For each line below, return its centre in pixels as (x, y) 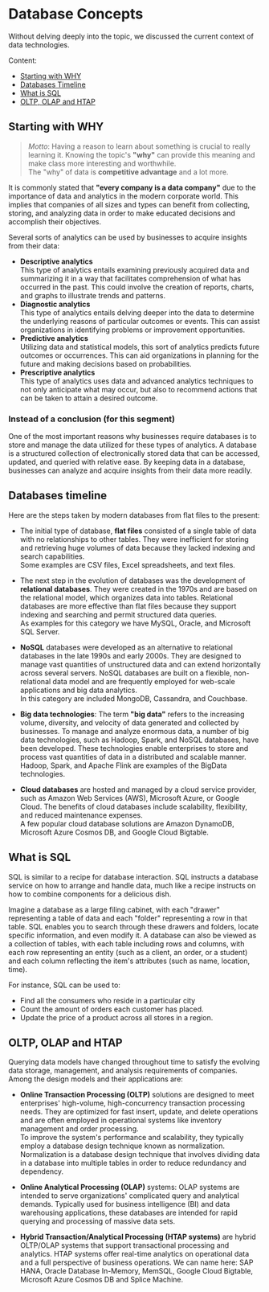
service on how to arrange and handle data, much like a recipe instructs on (132, 885)
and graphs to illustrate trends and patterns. (93, 295)
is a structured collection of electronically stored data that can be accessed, (134, 453)
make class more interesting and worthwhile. (102, 163)
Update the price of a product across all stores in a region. (116, 1017)
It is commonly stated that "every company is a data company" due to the (132, 187)
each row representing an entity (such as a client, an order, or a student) (128, 952)
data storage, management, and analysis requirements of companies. (123, 1071)
